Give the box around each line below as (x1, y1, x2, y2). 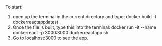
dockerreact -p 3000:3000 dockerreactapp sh (12, 30, 109, 35)
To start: (5, 4, 23, 10)
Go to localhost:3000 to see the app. (12, 35, 89, 41)
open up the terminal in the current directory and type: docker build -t (12, 14, 157, 19)
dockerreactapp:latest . (12, 19, 61, 25)
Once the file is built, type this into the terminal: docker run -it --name (12, 24, 156, 30)
